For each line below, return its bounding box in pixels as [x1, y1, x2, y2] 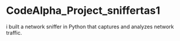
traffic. [6, 29, 22, 36]
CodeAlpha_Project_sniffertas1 [6, 4, 160, 17]
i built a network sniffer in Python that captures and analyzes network [6, 23, 174, 30]
